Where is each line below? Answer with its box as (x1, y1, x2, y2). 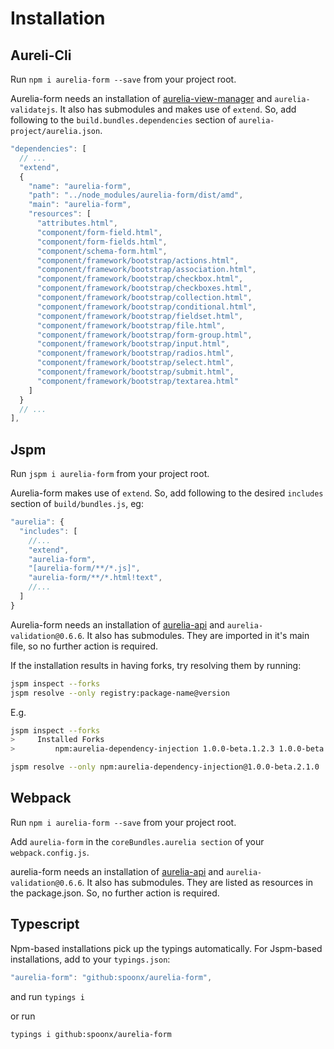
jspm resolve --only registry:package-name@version (10, 688, 230, 698)
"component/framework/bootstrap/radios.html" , (36, 348, 235, 359)
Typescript (10, 916, 80, 933)
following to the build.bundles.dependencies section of (10, 114, 237, 126)
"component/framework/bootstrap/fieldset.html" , (36, 311, 244, 321)
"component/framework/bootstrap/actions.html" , (36, 255, 240, 266)
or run (10, 1010, 36, 1022)
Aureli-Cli (10, 47, 72, 64)
